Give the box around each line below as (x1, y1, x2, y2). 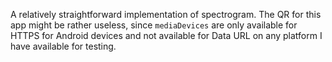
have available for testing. (10, 40, 117, 52)
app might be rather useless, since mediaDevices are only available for (10, 19, 298, 31)
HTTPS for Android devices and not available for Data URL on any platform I (10, 30, 323, 41)
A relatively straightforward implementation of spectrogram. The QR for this (10, 9, 322, 20)
